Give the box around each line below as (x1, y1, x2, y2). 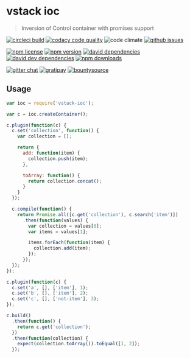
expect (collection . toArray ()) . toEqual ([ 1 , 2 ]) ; (17, 341, 140, 347)
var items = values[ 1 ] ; (28, 228, 88, 235)
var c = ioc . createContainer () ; (6, 111, 88, 117)
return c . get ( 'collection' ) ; (17, 324, 91, 330)
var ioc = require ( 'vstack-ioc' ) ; (6, 100, 94, 106)
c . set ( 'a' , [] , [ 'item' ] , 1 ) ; (12, 284, 88, 290)
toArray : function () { (22, 172, 80, 178)
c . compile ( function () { (12, 206, 72, 212)
